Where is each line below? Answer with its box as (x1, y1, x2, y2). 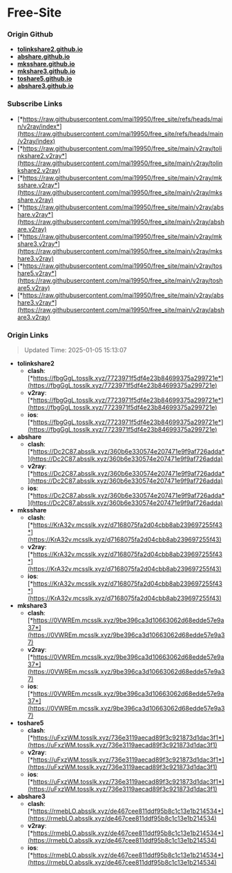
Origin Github (7, 30, 54, 39)
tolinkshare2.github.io (17, 45, 83, 53)
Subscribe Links (7, 99, 63, 108)
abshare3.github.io (17, 81, 74, 90)
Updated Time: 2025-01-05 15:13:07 (23, 346, 127, 354)
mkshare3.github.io (17, 67, 76, 75)
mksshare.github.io (17, 60, 75, 68)
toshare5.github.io (17, 75, 72, 83)
